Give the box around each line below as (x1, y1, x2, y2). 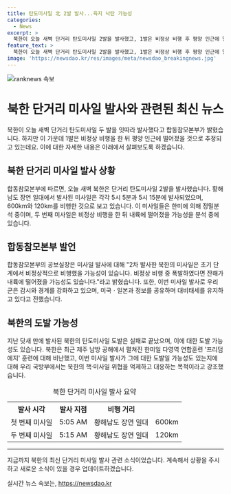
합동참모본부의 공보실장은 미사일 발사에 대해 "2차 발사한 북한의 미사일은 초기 (7, 260, 212, 269)
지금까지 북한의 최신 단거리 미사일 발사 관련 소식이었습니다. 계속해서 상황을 (7, 456, 208, 464)
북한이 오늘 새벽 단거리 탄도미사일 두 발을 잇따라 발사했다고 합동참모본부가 (7, 125, 206, 134)
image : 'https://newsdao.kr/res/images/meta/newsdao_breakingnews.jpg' (7, 55, 217, 62)
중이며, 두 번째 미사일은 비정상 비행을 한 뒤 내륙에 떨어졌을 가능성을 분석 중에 (14, 210, 220, 218)
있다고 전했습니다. (14, 295, 63, 303)
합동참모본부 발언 (7, 240, 76, 252)
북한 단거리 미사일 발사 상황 (7, 165, 115, 176)
